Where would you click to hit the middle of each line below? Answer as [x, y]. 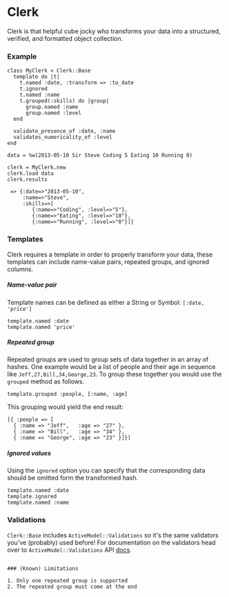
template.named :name [38, 503]
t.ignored [34, 89]
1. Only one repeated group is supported [68, 580]
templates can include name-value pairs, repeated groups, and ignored [108, 262]
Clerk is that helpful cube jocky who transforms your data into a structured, [114, 31]
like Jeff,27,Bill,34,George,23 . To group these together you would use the [114, 375]
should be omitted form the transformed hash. [73, 478]
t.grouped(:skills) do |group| [64, 101]
